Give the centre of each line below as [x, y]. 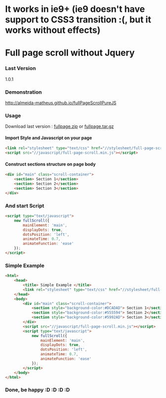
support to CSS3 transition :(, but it [78, 20]
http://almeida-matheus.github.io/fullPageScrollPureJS [61, 103]
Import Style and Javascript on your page [49, 138]
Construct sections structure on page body [51, 164]
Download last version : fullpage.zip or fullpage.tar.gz [60, 126]
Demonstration [23, 92]
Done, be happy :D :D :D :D [38, 390]
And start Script [25, 206]
